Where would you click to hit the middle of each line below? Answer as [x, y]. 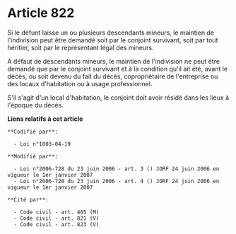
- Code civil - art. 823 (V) [57, 224]
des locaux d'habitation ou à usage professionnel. [80, 83]
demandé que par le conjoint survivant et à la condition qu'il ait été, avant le [118, 69]
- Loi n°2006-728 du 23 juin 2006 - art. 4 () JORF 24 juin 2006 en [117, 181]
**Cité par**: [28, 199]
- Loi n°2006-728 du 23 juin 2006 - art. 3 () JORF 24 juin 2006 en [117, 169]
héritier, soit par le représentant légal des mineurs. [81, 47]
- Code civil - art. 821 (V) [57, 218]
